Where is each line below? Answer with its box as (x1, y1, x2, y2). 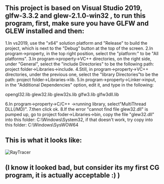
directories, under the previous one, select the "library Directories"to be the (5, 71, 159, 77)
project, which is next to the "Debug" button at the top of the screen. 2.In (5, 45, 154, 51)
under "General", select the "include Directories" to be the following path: (5, 61, 154, 67)
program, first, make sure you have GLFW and (5, 19, 149, 28)
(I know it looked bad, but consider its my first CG (5, 163, 160, 172)
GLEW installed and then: (5, 27, 85, 35)
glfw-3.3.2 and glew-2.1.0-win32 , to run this (5, 12, 146, 20)
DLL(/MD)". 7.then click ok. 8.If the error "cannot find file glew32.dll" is (5, 106, 149, 112)
